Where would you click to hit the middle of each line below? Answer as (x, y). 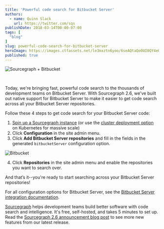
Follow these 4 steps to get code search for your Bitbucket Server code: (78, 113)
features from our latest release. (37, 222)
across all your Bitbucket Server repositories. (50, 104)
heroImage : (16, 51)
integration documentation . (32, 197)
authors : (14, 14)
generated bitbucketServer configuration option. (61, 144)
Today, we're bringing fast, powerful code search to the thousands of (75, 88)
